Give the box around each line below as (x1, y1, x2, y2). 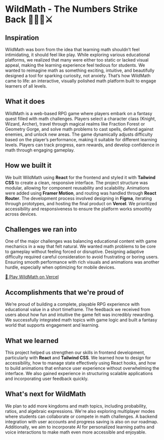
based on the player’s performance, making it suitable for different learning (5, 136, 158, 142)
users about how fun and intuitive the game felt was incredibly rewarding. (5, 312, 155, 318)
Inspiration (5, 33, 39, 42)
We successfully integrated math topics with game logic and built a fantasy (5, 317, 158, 323)
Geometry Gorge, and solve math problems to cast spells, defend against (5, 126, 154, 132)
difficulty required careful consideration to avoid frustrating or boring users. (5, 254, 159, 260)
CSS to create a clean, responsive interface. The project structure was (5, 180, 148, 186)
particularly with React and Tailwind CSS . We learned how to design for (5, 355, 151, 361)
